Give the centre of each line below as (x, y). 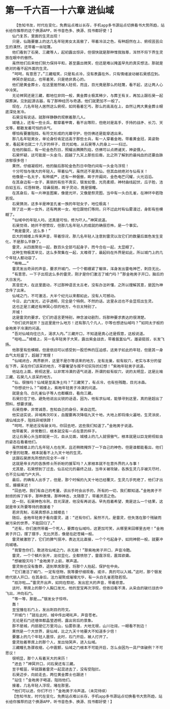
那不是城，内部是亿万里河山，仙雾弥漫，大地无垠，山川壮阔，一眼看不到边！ (80, 626)
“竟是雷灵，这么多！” (31, 231)
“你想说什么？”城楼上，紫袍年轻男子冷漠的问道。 (56, 388)
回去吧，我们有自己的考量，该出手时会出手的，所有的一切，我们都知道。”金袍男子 (86, 490)
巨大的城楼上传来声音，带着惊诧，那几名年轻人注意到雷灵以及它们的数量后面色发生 (86, 236)
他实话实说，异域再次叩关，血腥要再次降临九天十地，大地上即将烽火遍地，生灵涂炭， (88, 415)
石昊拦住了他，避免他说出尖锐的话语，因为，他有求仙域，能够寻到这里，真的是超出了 (88, 399)
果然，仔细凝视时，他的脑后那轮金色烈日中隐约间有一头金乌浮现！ (71, 166)
